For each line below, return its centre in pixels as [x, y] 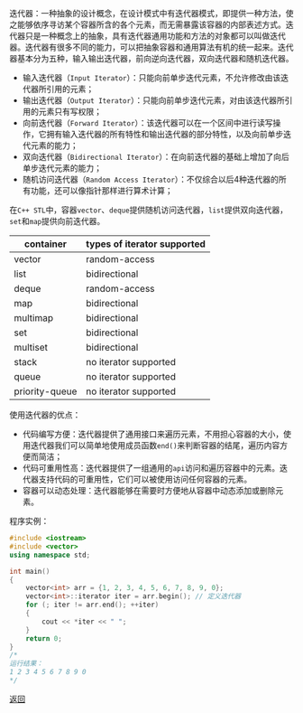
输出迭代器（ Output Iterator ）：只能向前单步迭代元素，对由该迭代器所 [154, 100]
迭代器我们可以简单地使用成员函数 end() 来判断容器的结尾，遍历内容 [155, 445]
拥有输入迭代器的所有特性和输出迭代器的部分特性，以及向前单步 [165, 134]
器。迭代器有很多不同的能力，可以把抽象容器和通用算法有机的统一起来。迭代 [151, 47]
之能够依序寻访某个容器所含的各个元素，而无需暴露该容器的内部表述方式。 [147, 24]
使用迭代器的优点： [45, 415]
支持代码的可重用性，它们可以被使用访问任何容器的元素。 [145, 479]
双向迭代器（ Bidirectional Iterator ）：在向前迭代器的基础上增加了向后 [156, 157]
